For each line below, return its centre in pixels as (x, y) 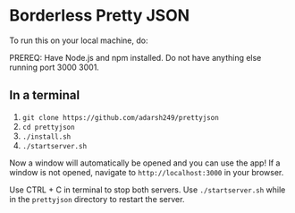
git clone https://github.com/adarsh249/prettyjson (120, 117)
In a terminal (45, 95)
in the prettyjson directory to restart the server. (97, 199)
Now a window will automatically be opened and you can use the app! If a (145, 163)
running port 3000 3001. (55, 67)
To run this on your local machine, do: (79, 40)
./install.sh (46, 136)
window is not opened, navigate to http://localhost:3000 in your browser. (147, 172)
